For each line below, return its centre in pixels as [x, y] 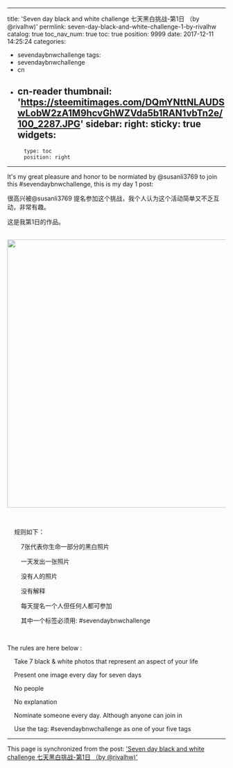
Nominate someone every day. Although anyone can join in [98, 715]
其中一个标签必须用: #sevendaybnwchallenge [85, 621]
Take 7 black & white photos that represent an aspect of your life [106, 661]
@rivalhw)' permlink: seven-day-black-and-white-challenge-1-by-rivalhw [112, 26]
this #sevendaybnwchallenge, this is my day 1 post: [80, 184]
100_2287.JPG [49, 124]
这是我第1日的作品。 [36, 222]
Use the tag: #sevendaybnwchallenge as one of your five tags [102, 728]
